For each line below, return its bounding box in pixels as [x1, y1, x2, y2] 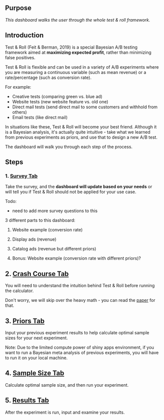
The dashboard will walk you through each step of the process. [5, 144, 133, 149]
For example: [5, 84, 32, 90]
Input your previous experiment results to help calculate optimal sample [5, 329, 149, 335]
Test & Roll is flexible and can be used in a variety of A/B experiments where [5, 64, 159, 70]
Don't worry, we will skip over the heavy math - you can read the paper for [5, 297, 156, 303]
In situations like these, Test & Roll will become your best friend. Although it [5, 124, 157, 129]
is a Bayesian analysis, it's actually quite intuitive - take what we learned [5, 129, 151, 135]
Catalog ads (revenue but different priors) [12, 246, 96, 252]
